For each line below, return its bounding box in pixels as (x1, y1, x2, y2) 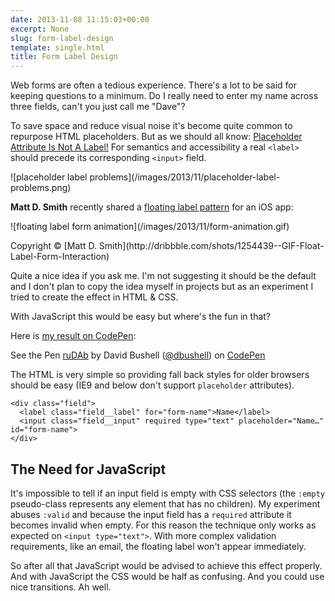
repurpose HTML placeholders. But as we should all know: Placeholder (10, 131, 303, 143)
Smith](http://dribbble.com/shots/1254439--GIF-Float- (98, 240, 325, 252)
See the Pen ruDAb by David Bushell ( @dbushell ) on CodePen (10, 349, 266, 361)
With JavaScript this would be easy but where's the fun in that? (10, 311, 272, 323)
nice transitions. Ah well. (10, 581, 112, 593)
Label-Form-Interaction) (10, 251, 110, 263)
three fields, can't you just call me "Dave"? (10, 101, 186, 113)
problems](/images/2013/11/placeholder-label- (89, 171, 281, 183)
